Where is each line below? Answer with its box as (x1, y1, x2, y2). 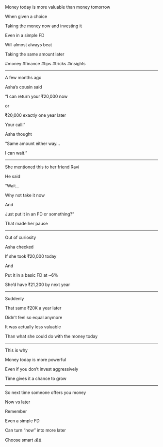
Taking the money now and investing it (5, 23, 82, 29)
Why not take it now (5, 192, 45, 198)
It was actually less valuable (5, 324, 61, 330)
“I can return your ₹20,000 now (5, 93, 68, 99)
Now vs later (5, 399, 31, 405)
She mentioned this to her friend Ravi (5, 164, 80, 170)
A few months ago (5, 75, 42, 80)
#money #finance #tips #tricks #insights (5, 61, 86, 66)
